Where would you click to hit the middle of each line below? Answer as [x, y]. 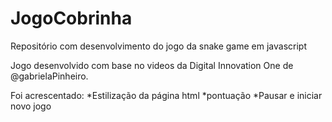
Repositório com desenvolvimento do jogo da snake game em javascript [158, 46]
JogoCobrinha [71, 18]
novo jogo [31, 106]
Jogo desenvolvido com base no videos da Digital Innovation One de [152, 65]
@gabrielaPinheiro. [49, 76]
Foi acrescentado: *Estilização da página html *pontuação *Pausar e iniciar [166, 95]
